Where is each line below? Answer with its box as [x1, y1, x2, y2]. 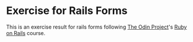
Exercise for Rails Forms [6, 4, 128, 17]
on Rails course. [6, 29, 46, 36]
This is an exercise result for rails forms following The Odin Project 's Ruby [6, 23, 187, 30]
